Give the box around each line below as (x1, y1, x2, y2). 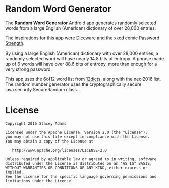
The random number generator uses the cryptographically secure (5, 81, 142, 87)
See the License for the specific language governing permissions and (5, 174, 157, 179)
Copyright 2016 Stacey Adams (5, 121, 67, 126)
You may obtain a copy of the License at (5, 138, 94, 144)
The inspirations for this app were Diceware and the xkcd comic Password (5, 35, 160, 41)
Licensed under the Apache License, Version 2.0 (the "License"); (5, 130, 148, 135)
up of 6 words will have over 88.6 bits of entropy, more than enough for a (5, 61, 157, 67)
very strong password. (5, 66, 52, 72)
